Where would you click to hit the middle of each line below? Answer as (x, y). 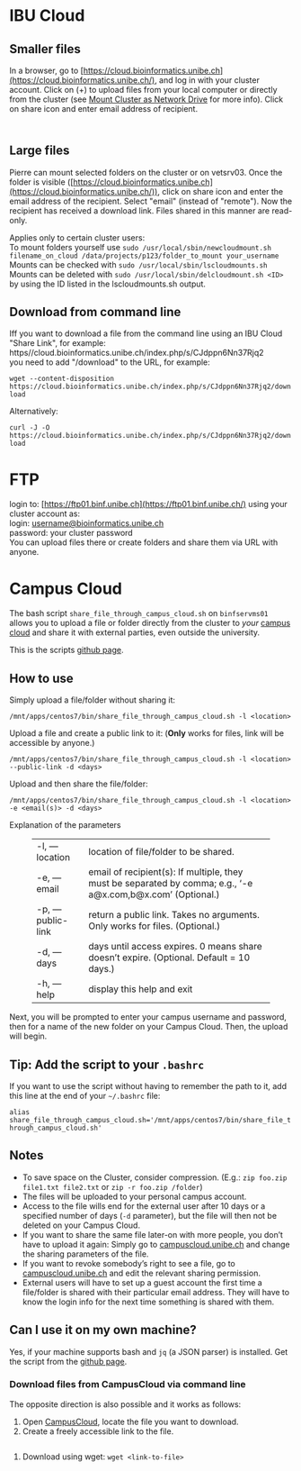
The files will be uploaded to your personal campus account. (134, 1196)
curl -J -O (30, 428)
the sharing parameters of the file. (85, 1254)
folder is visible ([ (41, 182)
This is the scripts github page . (66, 650)
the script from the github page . (68, 1361)
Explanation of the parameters (65, 825)
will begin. (28, 1036)
